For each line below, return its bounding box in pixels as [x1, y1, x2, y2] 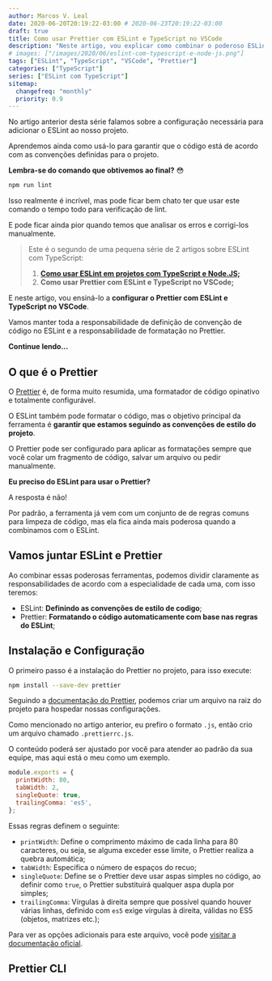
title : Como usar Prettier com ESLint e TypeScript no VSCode [8, 34, 223, 43]
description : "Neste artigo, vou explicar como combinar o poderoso [8, 42, 244, 50]
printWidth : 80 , [15, 776, 70, 784]
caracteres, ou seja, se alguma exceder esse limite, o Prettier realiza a [19, 845, 254, 855]
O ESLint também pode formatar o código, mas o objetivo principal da [8, 411, 241, 420]
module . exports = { [8, 769, 74, 777]
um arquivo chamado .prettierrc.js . [8, 728, 134, 738]
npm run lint [8, 181, 53, 190]
